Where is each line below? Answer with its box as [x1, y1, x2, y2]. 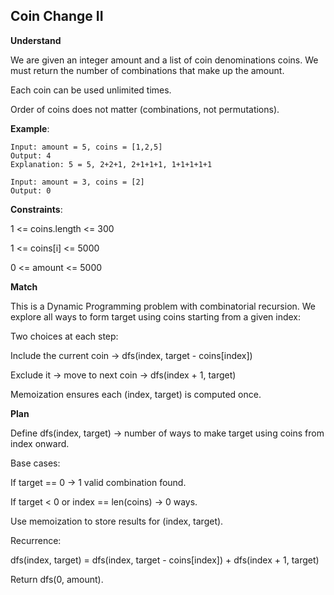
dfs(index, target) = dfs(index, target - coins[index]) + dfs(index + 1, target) [10, 554, 320, 566]
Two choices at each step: [10, 330, 119, 342]
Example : [10, 122, 50, 134]
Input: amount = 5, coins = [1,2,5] [10, 142, 163, 152]
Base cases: [10, 457, 61, 469]
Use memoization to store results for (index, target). [10, 515, 224, 527]
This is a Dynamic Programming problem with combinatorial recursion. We [10, 300, 317, 312]
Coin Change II [10, 8, 104, 25]
